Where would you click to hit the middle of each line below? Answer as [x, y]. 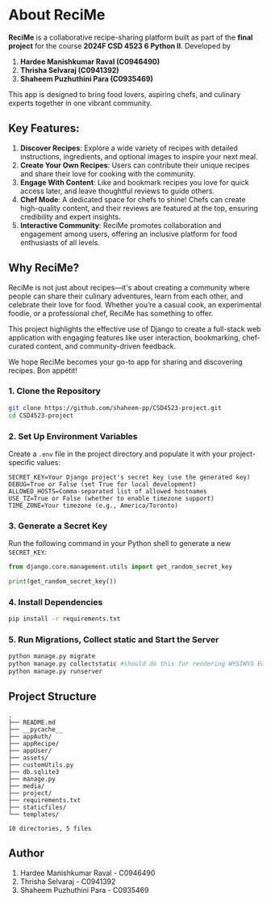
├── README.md [32, 722]
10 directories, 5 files [50, 828]
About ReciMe [57, 15]
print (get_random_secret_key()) [63, 582]
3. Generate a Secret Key [58, 526]
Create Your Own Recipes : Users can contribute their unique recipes [135, 165]
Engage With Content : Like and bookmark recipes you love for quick [134, 182]
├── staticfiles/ [38, 807]
